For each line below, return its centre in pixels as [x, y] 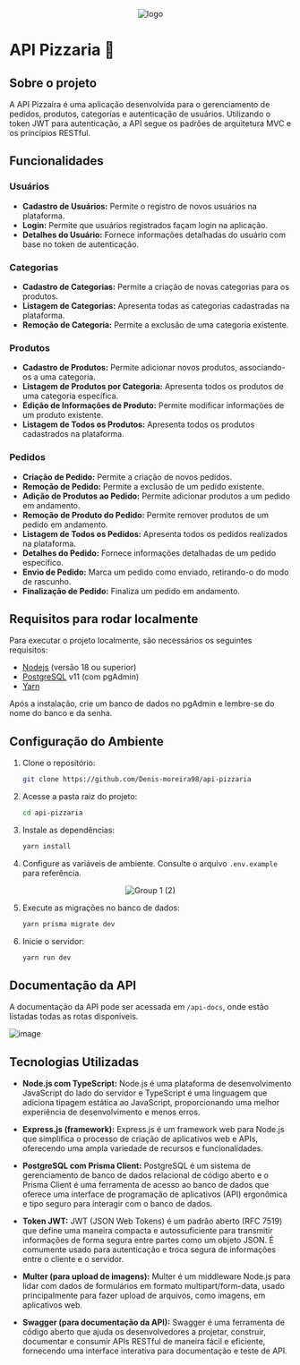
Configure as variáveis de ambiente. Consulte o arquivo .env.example [150, 863]
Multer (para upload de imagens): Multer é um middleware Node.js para [156, 1276]
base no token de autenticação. [81, 244]
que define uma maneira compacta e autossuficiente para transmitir [147, 1231]
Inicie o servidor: [53, 941]
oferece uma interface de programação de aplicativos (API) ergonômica [155, 1194]
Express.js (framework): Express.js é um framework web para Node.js [153, 1130]
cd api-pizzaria [52, 813]
